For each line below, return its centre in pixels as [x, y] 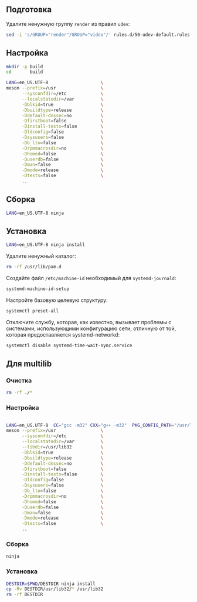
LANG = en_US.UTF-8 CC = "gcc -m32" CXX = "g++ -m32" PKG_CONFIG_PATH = [90, 425]
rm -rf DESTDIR [25, 595]
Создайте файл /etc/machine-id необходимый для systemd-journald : [91, 278]
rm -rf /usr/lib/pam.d [34, 267]
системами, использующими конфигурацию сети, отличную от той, [91, 328]
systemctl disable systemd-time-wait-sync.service [69, 345]
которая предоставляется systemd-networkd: [63, 334]
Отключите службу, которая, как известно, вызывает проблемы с [89, 322]
